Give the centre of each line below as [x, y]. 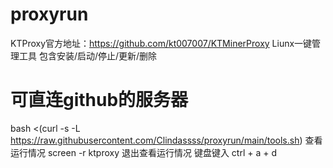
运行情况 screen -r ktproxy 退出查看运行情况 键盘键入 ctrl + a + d [143, 152]
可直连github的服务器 [99, 100]
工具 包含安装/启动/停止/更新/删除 [88, 55]
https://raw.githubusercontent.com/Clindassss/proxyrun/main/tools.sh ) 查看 [166, 140]
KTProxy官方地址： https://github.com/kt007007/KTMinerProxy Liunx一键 [161, 43]
